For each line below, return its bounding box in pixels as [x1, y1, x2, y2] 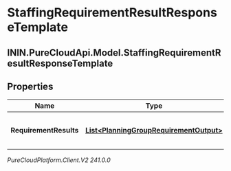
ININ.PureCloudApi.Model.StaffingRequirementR [7, 47, 221, 58]
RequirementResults [10, 126, 79, 135]
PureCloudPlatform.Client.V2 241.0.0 [7, 156, 111, 164]
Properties [7, 80, 54, 92]
